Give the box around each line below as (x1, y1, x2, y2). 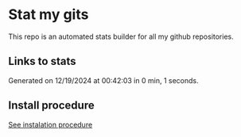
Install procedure (8, 99, 95, 112)
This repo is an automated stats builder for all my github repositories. (8, 32, 234, 41)
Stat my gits (8, 6, 89, 24)
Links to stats (8, 55, 76, 68)
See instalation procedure (8, 120, 93, 129)
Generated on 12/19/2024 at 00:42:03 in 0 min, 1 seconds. (8, 75, 199, 85)
